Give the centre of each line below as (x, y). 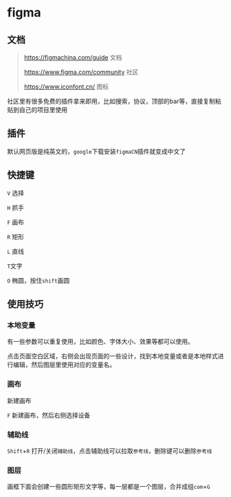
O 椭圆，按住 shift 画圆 (38, 280)
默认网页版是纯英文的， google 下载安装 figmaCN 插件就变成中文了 (97, 151)
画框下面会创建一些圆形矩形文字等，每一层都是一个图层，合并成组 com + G (109, 487)
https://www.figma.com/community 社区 (81, 72)
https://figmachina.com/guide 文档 (73, 57)
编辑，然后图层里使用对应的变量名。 (64, 365)
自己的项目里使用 (43, 110)
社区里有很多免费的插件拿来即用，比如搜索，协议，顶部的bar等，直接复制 (111, 101)
